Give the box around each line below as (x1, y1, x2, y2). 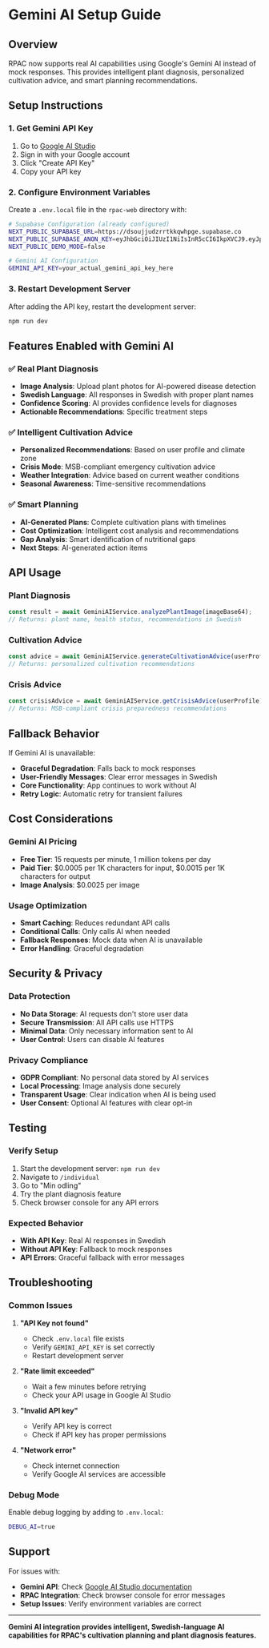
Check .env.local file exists (31, 1333, 125, 1343)
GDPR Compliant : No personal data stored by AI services (19, 1073, 210, 1082)
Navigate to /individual (19, 1172, 100, 1181)
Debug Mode (8, 1489, 60, 1500)
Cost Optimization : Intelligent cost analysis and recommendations (19, 526, 239, 535)
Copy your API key (19, 166, 82, 176)
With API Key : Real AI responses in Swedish (19, 1235, 167, 1245)
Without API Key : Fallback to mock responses (19, 1244, 173, 1253)
